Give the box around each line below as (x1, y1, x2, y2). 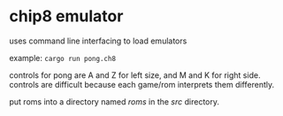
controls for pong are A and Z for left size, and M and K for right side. (9, 69, 261, 81)
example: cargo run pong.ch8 (9, 52, 117, 63)
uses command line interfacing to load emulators (9, 35, 187, 46)
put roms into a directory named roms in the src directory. (9, 96, 219, 107)
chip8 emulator (9, 6, 124, 27)
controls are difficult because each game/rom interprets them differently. (9, 79, 275, 89)
